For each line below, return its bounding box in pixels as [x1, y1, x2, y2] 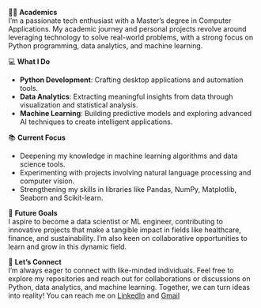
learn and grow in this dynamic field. [8, 242, 127, 251]
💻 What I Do [8, 57, 51, 66]
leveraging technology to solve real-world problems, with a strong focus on [8, 32, 254, 42]
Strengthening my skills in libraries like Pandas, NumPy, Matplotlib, [19, 185, 237, 193]
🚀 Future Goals [8, 208, 58, 217]
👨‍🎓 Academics [8, 8, 58, 17]
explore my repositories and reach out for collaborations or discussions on [8, 274, 251, 284]
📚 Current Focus [8, 133, 66, 142]
